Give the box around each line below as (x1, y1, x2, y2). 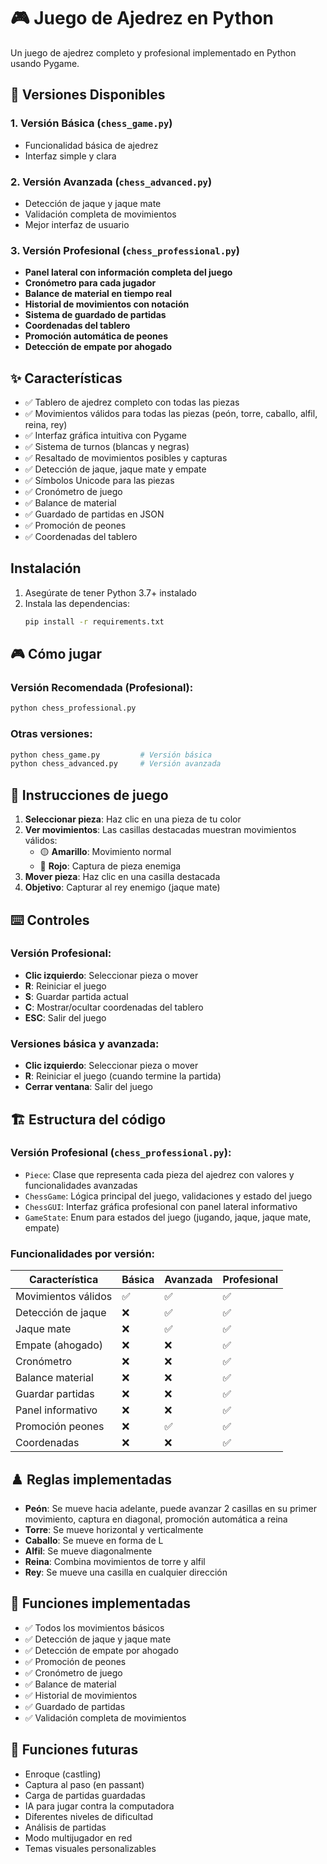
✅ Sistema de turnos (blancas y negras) (24, 441, 190, 453)
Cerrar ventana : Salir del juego (24, 1081, 154, 1093)
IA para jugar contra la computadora (24, 1800, 175, 1812)
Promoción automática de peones (24, 330, 169, 342)
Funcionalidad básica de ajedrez (24, 139, 159, 151)
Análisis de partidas (24, 1821, 107, 1833)
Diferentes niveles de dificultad (24, 1810, 154, 1822)
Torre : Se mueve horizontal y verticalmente (24, 1523, 204, 1535)
